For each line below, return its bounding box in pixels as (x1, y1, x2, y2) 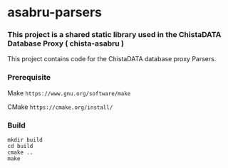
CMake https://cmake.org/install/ (7, 103, 113, 111)
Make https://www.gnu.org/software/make (7, 88, 131, 97)
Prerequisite (7, 73, 51, 83)
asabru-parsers (7, 4, 102, 21)
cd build (7, 143, 33, 150)
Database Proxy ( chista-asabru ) (7, 38, 125, 48)
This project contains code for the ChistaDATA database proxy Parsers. (7, 55, 217, 63)
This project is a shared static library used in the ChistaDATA (7, 30, 222, 40)
